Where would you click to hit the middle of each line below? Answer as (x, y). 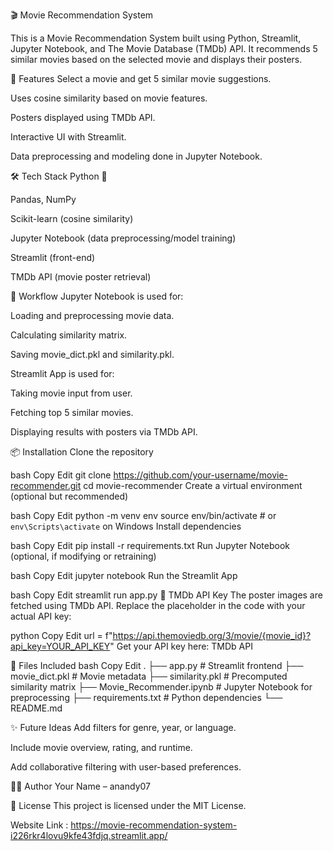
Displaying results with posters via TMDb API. (104, 432)
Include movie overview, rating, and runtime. (101, 747)
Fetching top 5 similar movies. (72, 412)
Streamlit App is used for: (62, 373)
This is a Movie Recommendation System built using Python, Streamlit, (156, 38)
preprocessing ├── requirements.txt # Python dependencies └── (146, 697)
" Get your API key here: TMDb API (181, 646)
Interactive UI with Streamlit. (68, 137)
